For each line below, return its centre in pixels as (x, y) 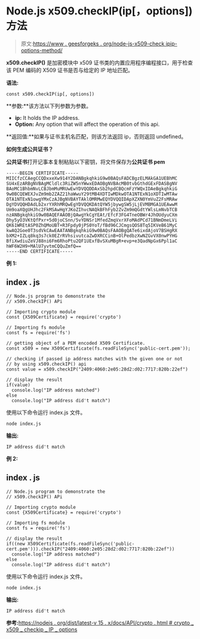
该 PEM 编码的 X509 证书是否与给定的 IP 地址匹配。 (70, 70)
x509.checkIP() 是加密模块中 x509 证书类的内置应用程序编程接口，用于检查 (100, 63)
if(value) (19, 385)
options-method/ (41, 50)
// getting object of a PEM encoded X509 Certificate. (76, 343)
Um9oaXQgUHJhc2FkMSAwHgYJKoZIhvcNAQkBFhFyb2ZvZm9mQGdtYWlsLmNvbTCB (92, 209)
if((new (16, 544)
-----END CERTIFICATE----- (40, 251)
